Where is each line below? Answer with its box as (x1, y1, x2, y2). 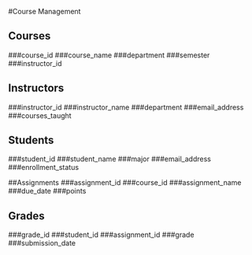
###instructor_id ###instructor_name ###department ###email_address (8, 102, 244, 112)
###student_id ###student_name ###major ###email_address (8, 154, 211, 164)
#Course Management (8, 7, 81, 16)
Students (8, 134, 54, 147)
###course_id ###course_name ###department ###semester (8, 50, 210, 60)
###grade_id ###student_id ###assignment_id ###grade (8, 230, 195, 239)
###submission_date (8, 238, 76, 248)
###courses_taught (8, 110, 72, 120)
